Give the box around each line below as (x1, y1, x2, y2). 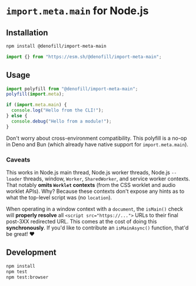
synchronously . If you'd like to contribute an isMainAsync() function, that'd (6, 224, 189, 231)
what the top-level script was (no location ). (6, 193, 112, 201)
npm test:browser (6, 274, 49, 280)
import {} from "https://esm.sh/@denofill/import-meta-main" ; (6, 54, 162, 60)
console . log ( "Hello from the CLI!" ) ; (11, 107, 104, 113)
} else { (6, 113, 28, 119)
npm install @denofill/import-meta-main (6, 43, 107, 49)
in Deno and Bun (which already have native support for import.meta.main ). (6, 140, 188, 148)
